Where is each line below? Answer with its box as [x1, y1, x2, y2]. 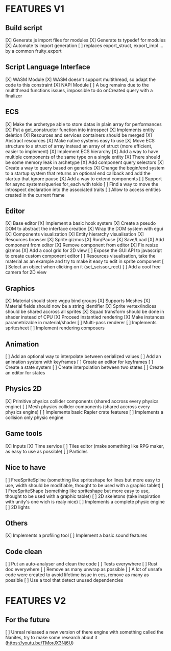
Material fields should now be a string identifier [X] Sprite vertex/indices [5, 303, 157, 309]
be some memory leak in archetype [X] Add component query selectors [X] [5, 159, 164, 165]
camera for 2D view [5, 269, 47, 276]
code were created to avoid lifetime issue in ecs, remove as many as [5, 572, 149, 578]
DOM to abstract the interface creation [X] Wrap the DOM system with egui [5, 226, 163, 232]
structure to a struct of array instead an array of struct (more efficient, [5, 143, 153, 149]
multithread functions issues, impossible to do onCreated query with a [5, 87, 153, 93]
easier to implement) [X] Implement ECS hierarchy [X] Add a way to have [5, 148, 159, 154]
